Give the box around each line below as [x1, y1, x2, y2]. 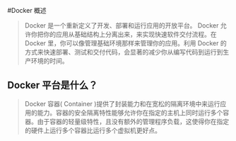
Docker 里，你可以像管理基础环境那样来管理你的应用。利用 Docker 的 [24, 39, 228, 47]
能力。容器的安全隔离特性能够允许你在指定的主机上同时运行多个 [37, 108, 223, 117]
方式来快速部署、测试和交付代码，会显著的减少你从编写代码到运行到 [24, 48, 223, 56]
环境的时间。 [30, 57, 69, 65]
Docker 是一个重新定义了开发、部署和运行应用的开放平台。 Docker [24, 21, 219, 30]
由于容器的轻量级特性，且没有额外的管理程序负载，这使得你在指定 [37, 117, 230, 125]
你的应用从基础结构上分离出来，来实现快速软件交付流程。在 [43, 30, 217, 38]
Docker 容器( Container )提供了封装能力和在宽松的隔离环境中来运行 [24, 99, 220, 108]
